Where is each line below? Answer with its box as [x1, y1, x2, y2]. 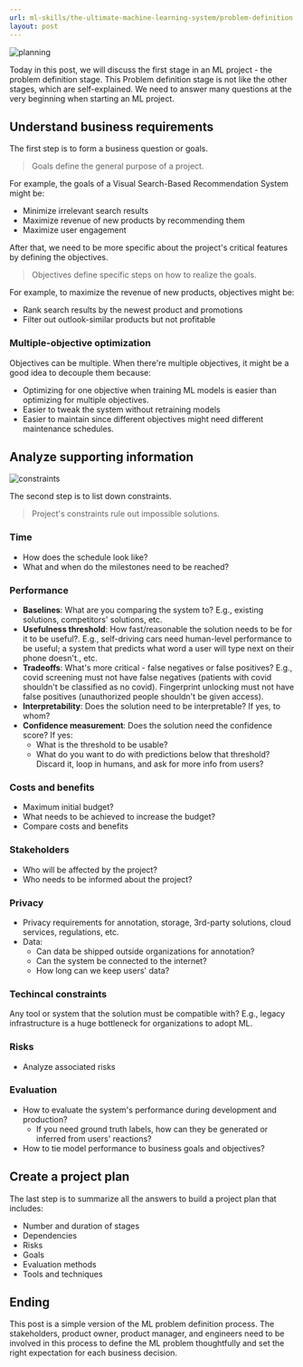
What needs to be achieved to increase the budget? [22, 812, 215, 823]
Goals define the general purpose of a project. [31, 160, 204, 172]
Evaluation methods [22, 1258, 97, 1269]
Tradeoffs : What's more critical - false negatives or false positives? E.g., [22, 662, 293, 673]
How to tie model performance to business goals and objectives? [22, 1142, 265, 1153]
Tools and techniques [22, 1268, 103, 1279]
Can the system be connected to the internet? [35, 955, 207, 966]
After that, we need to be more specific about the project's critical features [9, 242, 288, 254]
